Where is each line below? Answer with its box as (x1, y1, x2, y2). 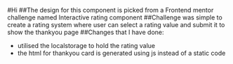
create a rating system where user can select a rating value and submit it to (7, 21, 225, 29)
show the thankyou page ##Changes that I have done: (7, 28, 164, 36)
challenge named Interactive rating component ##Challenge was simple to (7, 13, 222, 22)
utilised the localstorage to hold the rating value (17, 42, 156, 49)
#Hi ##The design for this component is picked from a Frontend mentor (7, 6, 214, 14)
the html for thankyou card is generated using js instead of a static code (17, 49, 226, 57)
